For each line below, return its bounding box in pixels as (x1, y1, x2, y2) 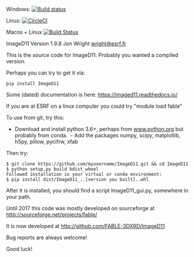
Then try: (6, 150, 28, 156)
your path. (6, 193, 31, 200)
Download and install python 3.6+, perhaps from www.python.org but (14, 126, 184, 133)
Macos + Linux (6, 28, 42, 36)
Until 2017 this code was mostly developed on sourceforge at (6, 205, 155, 211)
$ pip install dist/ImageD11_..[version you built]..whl (6, 176, 149, 182)
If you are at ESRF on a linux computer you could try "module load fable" (6, 102, 183, 110)
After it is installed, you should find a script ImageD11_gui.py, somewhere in (6, 187, 189, 194)
